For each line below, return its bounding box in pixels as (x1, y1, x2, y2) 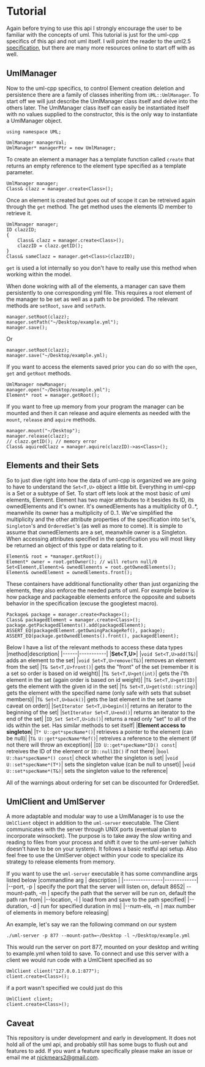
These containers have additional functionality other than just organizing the (6, 580, 199, 588)
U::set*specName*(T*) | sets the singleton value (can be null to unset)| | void (6, 760, 196, 768)
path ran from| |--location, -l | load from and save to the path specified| (6, 896, 187, 903)
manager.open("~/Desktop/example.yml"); (6, 386, 111, 393)
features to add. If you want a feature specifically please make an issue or (6, 1047, 193, 1055)
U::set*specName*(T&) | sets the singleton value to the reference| (6, 767, 168, 774)
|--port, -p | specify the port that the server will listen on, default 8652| (6, 883, 185, 890)
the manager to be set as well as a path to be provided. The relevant (6, 295, 179, 303)
